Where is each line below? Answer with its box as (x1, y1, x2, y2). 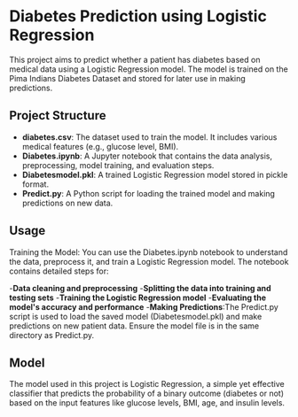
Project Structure (9, 108, 106, 123)
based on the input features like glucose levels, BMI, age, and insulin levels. (9, 398, 286, 408)
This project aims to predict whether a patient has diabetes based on (9, 54, 261, 65)
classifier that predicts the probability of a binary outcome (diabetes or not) (9, 388, 285, 399)
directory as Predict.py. (9, 329, 95, 340)
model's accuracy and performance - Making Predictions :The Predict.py (9, 301, 279, 312)
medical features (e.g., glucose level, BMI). (21, 141, 179, 151)
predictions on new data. (21, 197, 114, 208)
